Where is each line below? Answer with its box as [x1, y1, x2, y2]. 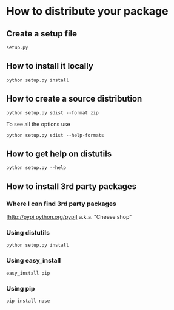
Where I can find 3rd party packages [6, 199, 116, 208]
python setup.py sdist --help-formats [6, 132, 104, 138]
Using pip [6, 284, 35, 292]
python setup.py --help [6, 165, 67, 171]
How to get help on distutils [6, 149, 112, 159]
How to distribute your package [6, 4, 169, 18]
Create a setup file [6, 29, 78, 39]
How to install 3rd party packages [6, 181, 137, 191]
